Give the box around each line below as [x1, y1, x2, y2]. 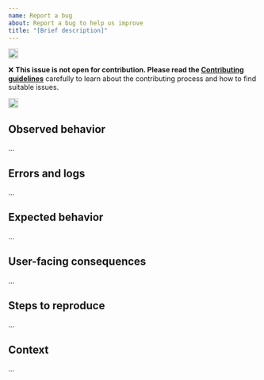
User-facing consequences [8, 255, 147, 269]
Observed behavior [8, 122, 105, 136]
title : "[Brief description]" [8, 26, 109, 34]
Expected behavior [8, 211, 104, 224]
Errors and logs [8, 166, 86, 180]
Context [8, 343, 49, 356]
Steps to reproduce [8, 299, 105, 312]
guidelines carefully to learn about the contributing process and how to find [8, 74, 257, 83]
